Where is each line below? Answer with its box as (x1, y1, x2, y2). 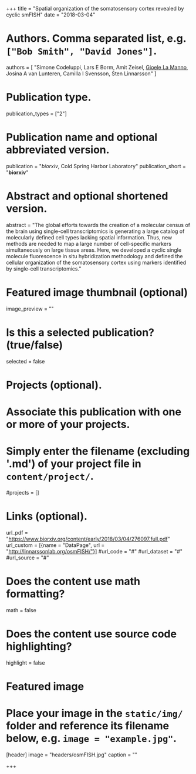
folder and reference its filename (6, 719, 169, 733)
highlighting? (6, 640, 72, 653)
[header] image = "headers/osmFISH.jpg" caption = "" (6, 751, 138, 758)
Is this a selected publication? (6, 326, 154, 339)
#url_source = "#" (6, 554, 49, 561)
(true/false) (6, 338, 63, 352)
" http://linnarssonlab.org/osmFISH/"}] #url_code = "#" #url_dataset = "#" (6, 548, 183, 555)
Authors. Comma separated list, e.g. (6, 32, 187, 45)
